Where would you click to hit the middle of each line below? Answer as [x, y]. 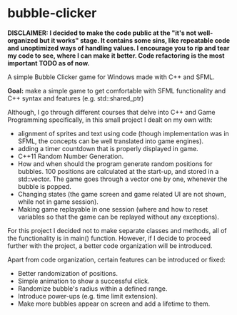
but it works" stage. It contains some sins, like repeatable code [135, 40]
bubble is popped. [44, 186]
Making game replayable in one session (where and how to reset [113, 209]
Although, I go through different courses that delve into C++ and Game [111, 112]
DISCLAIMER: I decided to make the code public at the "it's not [102, 33]
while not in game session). [58, 202]
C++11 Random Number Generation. [70, 156]
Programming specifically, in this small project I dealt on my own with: [110, 120]
